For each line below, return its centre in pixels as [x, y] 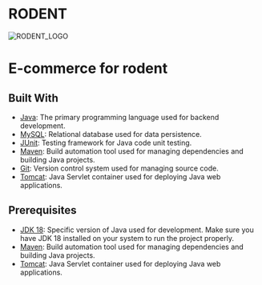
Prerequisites [42, 210]
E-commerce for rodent [88, 68]
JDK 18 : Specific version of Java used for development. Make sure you [137, 230]
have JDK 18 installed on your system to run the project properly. [127, 238]
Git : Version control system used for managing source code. [119, 168]
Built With [33, 98]
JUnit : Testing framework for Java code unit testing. [106, 142]
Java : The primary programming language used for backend [119, 117]
